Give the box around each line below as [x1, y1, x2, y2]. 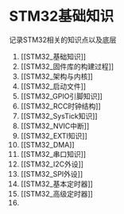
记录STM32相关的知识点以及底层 [9, 35, 117, 44]
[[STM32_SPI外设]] [20, 169, 83, 178]
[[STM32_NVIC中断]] [20, 120, 90, 131]
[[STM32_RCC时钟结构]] [20, 101, 102, 111]
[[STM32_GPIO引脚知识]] [20, 91, 103, 101]
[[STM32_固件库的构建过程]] [20, 61, 114, 71]
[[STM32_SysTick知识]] [20, 111, 98, 120]
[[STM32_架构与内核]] [20, 71, 94, 81]
